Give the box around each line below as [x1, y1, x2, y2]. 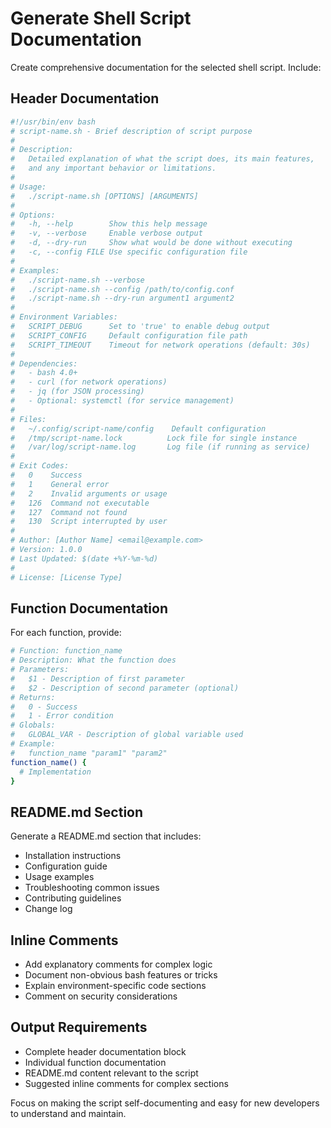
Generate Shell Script [10, 7, 192, 30]
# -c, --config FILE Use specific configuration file [10, 247, 248, 257]
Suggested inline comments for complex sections [24, 1077, 229, 1089]
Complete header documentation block [24, 1045, 187, 1057]
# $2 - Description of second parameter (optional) [10, 683, 240, 693]
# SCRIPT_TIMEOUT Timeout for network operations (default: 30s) [10, 340, 311, 350]
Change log [24, 903, 73, 915]
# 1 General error [10, 479, 110, 489]
